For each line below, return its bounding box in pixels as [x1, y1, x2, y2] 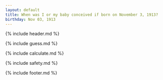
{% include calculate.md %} [5, 50, 64, 56]
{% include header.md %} [5, 31, 60, 37]
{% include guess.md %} [5, 41, 58, 47]
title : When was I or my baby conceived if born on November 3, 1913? [5, 12, 158, 17]
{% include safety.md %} [5, 60, 58, 66]
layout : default [5, 7, 40, 13]
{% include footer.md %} [5, 70, 58, 76]
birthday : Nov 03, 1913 [5, 17, 56, 22]
